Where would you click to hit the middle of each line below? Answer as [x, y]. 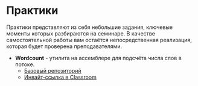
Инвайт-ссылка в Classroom [60, 77]
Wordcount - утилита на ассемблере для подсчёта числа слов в [98, 58]
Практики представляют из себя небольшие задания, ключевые [90, 27]
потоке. [25, 64]
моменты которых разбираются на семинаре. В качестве [81, 33]
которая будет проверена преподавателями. [64, 46]
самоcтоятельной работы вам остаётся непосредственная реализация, [99, 40]
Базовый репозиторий [53, 70]
